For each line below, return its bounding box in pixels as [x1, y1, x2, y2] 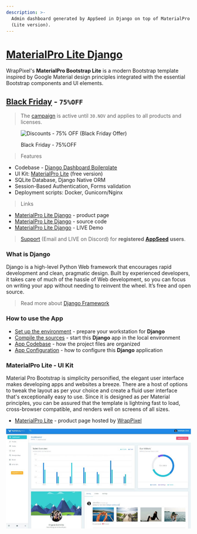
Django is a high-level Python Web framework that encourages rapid [6, 263, 172, 271]
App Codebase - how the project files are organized [14, 340, 141, 347]
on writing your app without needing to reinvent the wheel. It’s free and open [6, 282, 191, 289]
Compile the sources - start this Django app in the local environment [14, 334, 181, 341]
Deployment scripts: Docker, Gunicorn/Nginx [14, 189, 123, 196]
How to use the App [6, 315, 63, 323]
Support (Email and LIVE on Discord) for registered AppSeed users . [20, 235, 186, 243]
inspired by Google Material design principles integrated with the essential [6, 73, 186, 80]
